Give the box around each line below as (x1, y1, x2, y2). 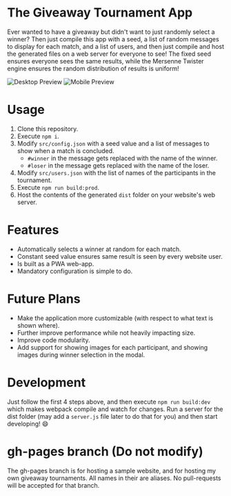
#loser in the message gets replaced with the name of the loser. (27, 161, 210, 170)
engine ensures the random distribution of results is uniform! (7, 64, 179, 72)
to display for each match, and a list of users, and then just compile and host (7, 42, 225, 50)
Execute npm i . (17, 132, 60, 140)
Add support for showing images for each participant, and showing (17, 343, 208, 351)
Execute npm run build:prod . (17, 183, 100, 191)
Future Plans (7, 291, 81, 306)
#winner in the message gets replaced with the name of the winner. (27, 154, 218, 162)
